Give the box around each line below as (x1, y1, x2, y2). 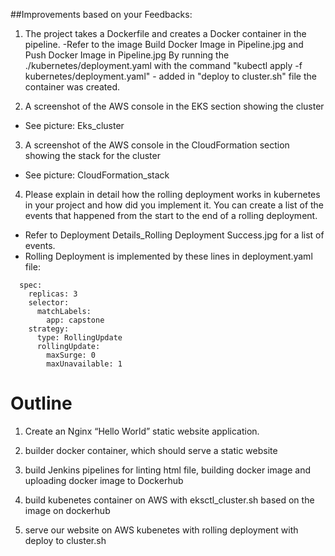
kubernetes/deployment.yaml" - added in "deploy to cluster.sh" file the (24, 70, 317, 82)
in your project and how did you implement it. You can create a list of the (24, 199, 325, 211)
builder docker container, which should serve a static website (24, 444, 278, 456)
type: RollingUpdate (36, 333, 123, 343)
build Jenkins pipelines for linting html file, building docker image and (24, 464, 312, 476)
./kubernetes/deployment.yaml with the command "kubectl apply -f (24, 60, 303, 71)
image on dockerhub (24, 504, 111, 516)
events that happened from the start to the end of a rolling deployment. (24, 210, 318, 221)
